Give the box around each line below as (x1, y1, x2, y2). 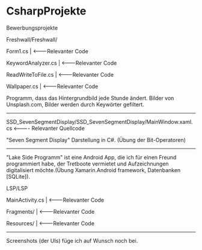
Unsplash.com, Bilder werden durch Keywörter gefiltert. (6, 101, 144, 108)
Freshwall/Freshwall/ (6, 36, 58, 43)
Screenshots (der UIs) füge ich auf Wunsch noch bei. (6, 237, 138, 244)
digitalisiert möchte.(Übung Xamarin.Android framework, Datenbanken (6, 166, 181, 173)
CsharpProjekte (6, 4, 87, 18)
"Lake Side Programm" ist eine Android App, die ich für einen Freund (6, 153, 177, 161)
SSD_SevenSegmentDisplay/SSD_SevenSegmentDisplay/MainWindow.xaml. (6, 118, 194, 125)
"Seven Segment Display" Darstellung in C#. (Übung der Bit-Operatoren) (6, 136, 186, 143)
